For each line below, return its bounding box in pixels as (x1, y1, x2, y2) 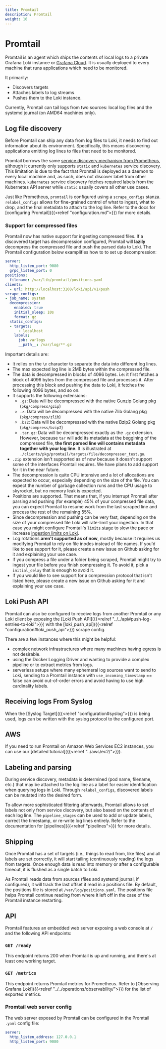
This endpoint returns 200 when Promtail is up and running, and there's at (5, 953, 156, 959)
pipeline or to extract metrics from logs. (12, 662, 93, 668)
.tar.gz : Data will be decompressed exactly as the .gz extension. (19, 430, 154, 436)
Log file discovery (5, 124, 62, 132)
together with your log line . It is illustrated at (19, 446, 111, 452)
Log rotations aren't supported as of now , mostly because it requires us (12, 536, 160, 542)
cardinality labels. (12, 683, 49, 689)
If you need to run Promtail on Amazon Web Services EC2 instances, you (5, 743, 154, 749)
